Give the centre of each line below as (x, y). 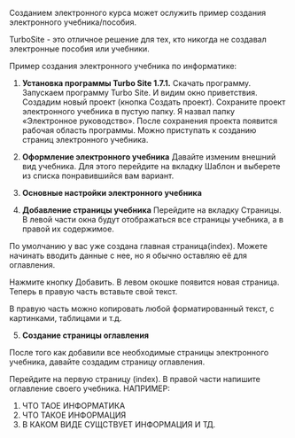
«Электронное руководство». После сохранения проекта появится (150, 121)
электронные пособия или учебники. (80, 49)
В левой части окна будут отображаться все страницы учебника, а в (152, 219)
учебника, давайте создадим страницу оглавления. (107, 362)
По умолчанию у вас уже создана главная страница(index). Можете (139, 246)
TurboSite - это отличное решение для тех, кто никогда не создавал (138, 39)
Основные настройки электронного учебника (112, 193)
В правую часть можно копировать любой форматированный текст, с (142, 309)
